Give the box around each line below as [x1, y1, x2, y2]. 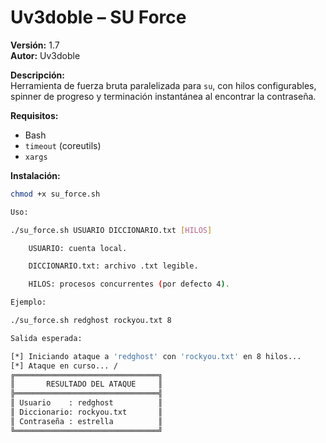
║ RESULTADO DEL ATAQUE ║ [10, 379, 163, 390]
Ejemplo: [10, 297, 47, 308]
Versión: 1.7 [10, 39, 60, 51]
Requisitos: [10, 109, 59, 121]
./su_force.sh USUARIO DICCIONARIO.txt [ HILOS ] [10, 225, 213, 235]
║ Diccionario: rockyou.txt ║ [10, 407, 163, 418]
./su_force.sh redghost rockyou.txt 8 [10, 316, 172, 326]
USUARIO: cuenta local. [28, 243, 128, 253]
